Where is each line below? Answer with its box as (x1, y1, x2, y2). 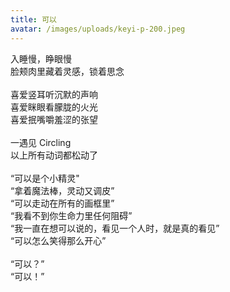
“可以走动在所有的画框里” (10, 197, 115, 209)
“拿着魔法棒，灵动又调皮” (10, 184, 115, 196)
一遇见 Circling (10, 136, 72, 148)
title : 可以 (10, 14, 57, 25)
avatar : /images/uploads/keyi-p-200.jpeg (10, 24, 186, 34)
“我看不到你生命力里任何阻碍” (10, 209, 133, 221)
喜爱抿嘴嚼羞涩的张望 (10, 113, 98, 125)
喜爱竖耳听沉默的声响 (10, 88, 98, 100)
